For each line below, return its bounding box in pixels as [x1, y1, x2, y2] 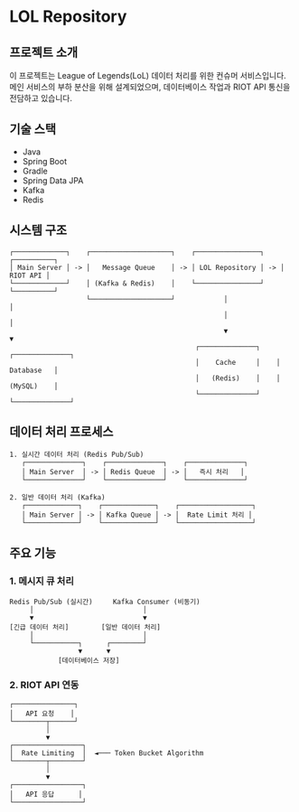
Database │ [9, 366, 59, 375]
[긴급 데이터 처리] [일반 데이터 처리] [9, 623, 161, 632]
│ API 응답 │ [9, 790, 83, 799]
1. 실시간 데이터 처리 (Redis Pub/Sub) [9, 450, 145, 460]
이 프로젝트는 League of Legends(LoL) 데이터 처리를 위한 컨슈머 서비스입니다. [9, 70, 286, 80]
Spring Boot [22, 155, 68, 166]
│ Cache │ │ [195, 358, 281, 367]
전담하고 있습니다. [9, 93, 73, 103]
